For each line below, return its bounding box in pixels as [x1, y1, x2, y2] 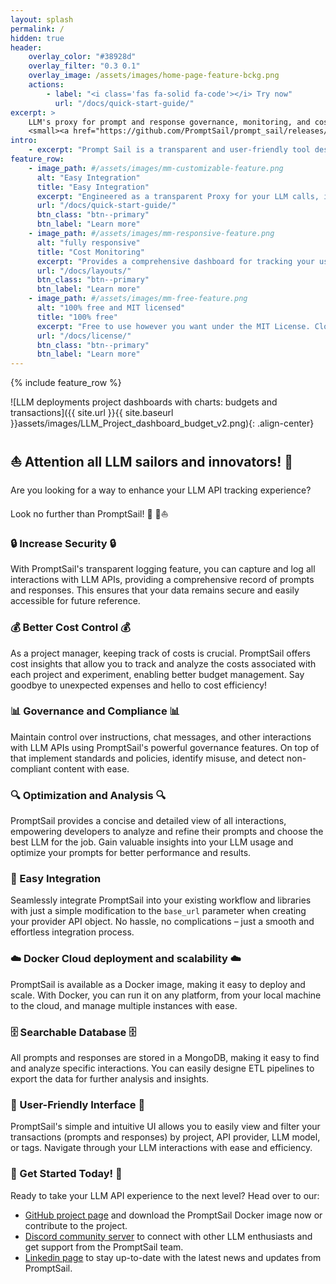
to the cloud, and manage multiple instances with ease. [10, 999, 238, 1011]
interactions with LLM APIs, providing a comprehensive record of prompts [10, 574, 315, 586]
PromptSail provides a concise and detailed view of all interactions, [10, 815, 287, 827]
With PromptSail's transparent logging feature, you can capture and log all [10, 563, 316, 575]
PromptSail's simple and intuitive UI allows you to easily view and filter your [10, 1121, 321, 1133]
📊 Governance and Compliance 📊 [10, 704, 180, 718]
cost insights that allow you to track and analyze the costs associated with [10, 657, 317, 670]
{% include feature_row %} [10, 377, 122, 389]
